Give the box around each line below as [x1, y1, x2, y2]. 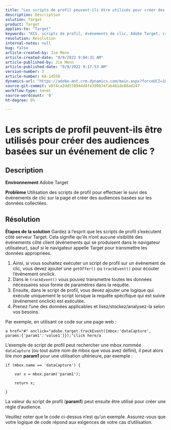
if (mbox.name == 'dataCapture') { [5, 363, 81, 368]
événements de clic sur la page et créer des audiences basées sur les [5, 195, 152, 201]
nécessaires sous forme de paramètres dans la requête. [12, 282, 130, 288]
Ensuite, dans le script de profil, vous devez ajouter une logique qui [12, 287, 154, 293]
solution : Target [5, 17, 42, 22]
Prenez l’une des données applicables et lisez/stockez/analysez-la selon [12, 303, 165, 310]
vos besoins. [12, 309, 40, 315]
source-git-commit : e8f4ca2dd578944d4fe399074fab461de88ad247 [5, 83, 140, 88]
